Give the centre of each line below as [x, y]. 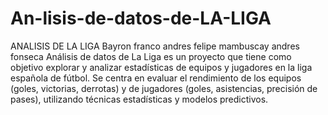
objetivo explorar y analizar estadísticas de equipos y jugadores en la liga [161, 67]
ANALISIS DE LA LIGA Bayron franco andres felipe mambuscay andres [155, 46]
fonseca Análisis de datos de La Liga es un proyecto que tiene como [151, 56]
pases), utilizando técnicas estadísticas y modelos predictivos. [139, 99]
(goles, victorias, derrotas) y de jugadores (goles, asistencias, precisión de [164, 88]
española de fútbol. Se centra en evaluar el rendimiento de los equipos [156, 78]
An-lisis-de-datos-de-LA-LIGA [141, 18]
